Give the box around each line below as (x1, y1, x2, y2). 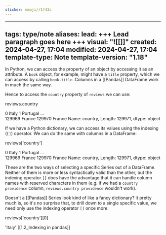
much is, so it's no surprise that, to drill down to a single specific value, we (5, 200, 157, 206)
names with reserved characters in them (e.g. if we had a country (5, 180, 138, 186)
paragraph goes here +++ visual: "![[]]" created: (5, 38, 157, 46)
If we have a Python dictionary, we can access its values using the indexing (5, 125, 159, 131)
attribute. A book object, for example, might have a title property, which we (5, 71, 160, 77)
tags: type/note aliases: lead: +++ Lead (5, 30, 129, 38)
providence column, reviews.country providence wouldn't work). (5, 185, 137, 191)
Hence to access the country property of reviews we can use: (5, 92, 131, 98)
